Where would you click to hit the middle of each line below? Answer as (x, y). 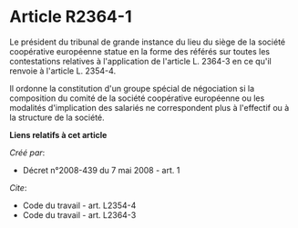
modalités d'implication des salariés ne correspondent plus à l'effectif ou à (149, 107)
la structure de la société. (57, 117)
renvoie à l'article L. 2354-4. (63, 71)
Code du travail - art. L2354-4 (79, 205)
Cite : (18, 187)
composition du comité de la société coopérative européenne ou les (137, 98)
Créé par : (27, 153)
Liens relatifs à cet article (58, 134)
